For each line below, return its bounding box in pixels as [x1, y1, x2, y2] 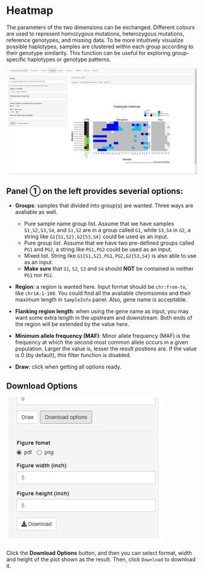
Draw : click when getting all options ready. [14, 363, 122, 370]
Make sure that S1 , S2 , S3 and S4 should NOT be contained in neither [24, 265, 194, 272]
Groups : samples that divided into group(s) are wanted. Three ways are [14, 202, 193, 209]
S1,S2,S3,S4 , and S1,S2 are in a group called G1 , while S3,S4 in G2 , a [24, 227, 191, 234]
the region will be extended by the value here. [14, 321, 129, 328]
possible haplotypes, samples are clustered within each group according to [6, 43, 194, 50]
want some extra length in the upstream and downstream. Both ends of [14, 314, 193, 321]
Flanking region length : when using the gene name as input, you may [14, 308, 189, 315]
